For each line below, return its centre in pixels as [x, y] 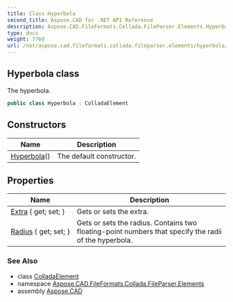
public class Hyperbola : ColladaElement [68, 103]
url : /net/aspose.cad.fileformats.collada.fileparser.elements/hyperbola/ [118, 46]
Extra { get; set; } [38, 212]
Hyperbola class [43, 74]
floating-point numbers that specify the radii [149, 231]
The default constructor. [97, 156]
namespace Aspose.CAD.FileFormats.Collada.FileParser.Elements [111, 283]
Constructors [37, 125]
